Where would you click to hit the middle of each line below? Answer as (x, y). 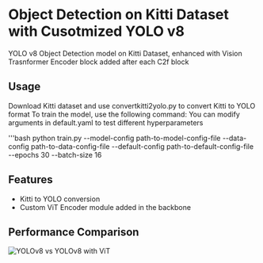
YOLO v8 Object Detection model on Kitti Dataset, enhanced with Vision (126, 53)
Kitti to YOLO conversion (60, 199)
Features (30, 180)
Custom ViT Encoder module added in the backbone (105, 207)
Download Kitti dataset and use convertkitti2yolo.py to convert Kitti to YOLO (132, 105)
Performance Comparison (74, 232)
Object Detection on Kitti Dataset (119, 15)
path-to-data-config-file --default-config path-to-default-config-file (142, 146)
